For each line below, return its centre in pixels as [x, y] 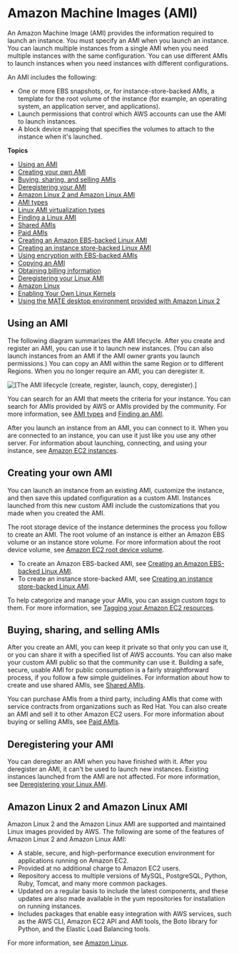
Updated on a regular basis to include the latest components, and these [123, 891]
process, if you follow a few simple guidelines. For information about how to [119, 677]
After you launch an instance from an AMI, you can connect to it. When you [118, 427]
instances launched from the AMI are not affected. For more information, [114, 777]
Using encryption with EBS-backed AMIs [77, 255]
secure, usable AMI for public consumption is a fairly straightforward [108, 670]
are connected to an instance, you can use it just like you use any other [112, 435]
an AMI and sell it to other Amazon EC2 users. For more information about [116, 714]
